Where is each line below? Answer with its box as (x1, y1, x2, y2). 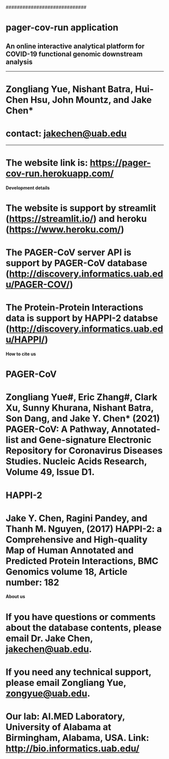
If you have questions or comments (6, 611, 156, 623)
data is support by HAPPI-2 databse (6, 313, 158, 324)
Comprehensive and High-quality (6, 534, 147, 545)
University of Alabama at (6, 721, 112, 733)
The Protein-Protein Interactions (6, 302, 143, 314)
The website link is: (6, 157, 88, 169)
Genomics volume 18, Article (6, 566, 127, 577)
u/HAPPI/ (6, 334, 45, 345)
